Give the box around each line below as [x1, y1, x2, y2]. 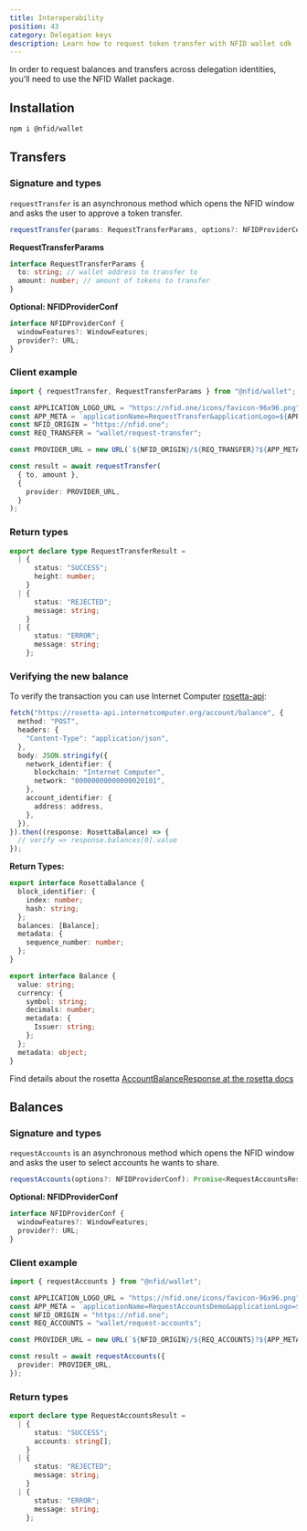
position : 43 [9, 22, 59, 31]
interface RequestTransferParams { [9, 259, 145, 269]
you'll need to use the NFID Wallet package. [9, 74, 175, 85]
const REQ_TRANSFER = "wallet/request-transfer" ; [9, 428, 203, 438]
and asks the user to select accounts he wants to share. [9, 1157, 220, 1168]
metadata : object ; [17, 1048, 89, 1057]
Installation [9, 100, 75, 115]
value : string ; [17, 979, 76, 989]
